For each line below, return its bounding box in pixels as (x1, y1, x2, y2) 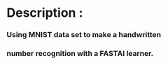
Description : (6, 5, 83, 21)
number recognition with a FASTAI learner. (6, 49, 154, 59)
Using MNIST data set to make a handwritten (6, 30, 162, 40)
